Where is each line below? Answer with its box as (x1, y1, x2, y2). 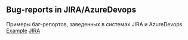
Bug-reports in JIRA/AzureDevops (6, 5, 136, 15)
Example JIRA (6, 27, 41, 34)
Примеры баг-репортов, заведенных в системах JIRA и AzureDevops (6, 20, 183, 27)
